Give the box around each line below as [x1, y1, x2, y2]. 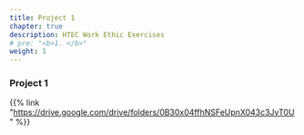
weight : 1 [9, 47, 47, 56]
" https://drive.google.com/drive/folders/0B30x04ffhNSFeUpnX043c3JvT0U [9, 107, 295, 118]
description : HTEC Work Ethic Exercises [9, 30, 166, 39]
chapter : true [9, 22, 64, 31]
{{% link [9, 97, 40, 109]
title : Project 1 [9, 13, 76, 23]
